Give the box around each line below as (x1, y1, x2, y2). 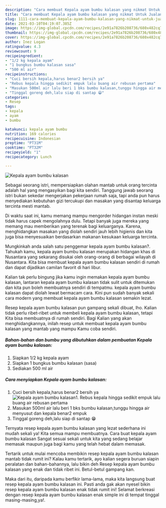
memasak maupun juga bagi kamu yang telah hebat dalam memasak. (5, 441, 146, 447)
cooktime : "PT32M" (5, 145, 43, 150)
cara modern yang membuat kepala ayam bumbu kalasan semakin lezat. (5, 295, 153, 301)
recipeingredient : (5, 53, 43, 58)
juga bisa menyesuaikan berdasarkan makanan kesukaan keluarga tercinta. (5, 233, 158, 239)
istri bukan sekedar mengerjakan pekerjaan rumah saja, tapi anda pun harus (5, 192, 160, 198)
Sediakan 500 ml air (12, 365, 53, 371)
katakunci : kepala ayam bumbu (5, 127, 68, 132)
